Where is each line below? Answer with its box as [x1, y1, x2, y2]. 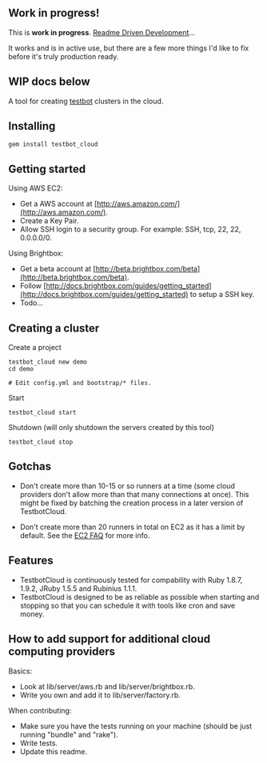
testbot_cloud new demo [8, 358, 88, 367]
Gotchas [8, 460, 52, 473]
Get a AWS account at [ [19, 199, 98, 209]
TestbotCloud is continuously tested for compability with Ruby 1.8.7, [19, 575, 243, 584]
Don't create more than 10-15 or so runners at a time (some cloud [19, 480, 236, 491]
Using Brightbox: [8, 248, 64, 259]
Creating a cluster [8, 321, 100, 335]
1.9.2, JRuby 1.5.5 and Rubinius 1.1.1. [19, 584, 137, 593]
